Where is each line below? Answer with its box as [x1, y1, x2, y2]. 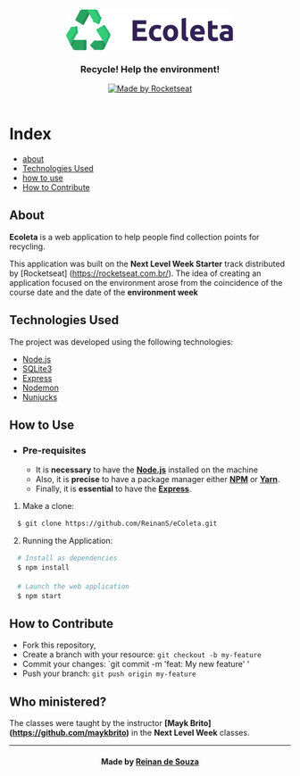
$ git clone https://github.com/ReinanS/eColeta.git [17, 519, 218, 529]
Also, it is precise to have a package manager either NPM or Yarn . [35, 474, 280, 485]
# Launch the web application [17, 581, 129, 591]
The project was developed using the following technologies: [9, 336, 234, 347]
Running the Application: [21, 536, 113, 547]
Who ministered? [9, 694, 107, 709]
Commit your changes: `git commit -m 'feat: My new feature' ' [21, 659, 250, 670]
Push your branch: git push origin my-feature [21, 668, 196, 679]
